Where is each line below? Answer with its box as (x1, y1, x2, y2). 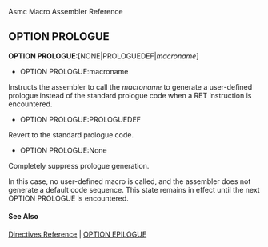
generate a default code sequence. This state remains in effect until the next (8, 185, 260, 194)
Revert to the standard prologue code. (8, 129, 134, 139)
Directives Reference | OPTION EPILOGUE (8, 229, 147, 239)
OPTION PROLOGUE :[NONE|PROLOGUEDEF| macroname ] (8, 51, 199, 61)
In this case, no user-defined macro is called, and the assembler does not (8, 176, 251, 186)
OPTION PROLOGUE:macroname (19, 66, 129, 76)
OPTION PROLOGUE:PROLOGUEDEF (19, 114, 142, 124)
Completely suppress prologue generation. (8, 161, 150, 170)
